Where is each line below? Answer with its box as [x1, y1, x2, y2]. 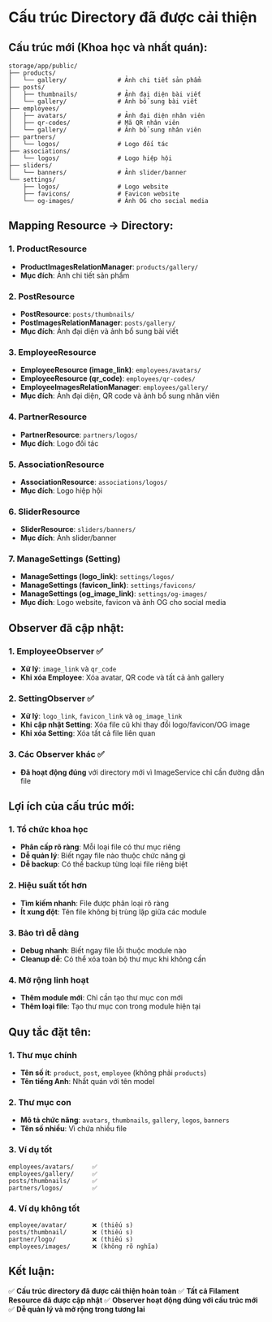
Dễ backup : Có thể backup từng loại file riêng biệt [19, 859, 188, 869]
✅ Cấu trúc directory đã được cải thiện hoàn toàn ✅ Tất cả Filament [8, 1285, 240, 1295]
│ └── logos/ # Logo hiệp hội [8, 154, 173, 162]
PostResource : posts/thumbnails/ [19, 309, 136, 318]
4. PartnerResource [8, 411, 88, 422]
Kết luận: [8, 1264, 55, 1278]
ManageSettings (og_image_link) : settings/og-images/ [19, 589, 208, 598]
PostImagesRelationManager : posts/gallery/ [19, 318, 176, 327]
